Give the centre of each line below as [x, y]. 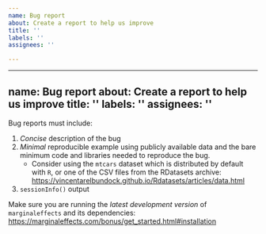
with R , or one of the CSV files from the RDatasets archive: [126, 172]
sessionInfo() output [54, 189]
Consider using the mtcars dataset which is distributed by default [137, 163]
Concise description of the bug [70, 138]
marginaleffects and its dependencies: [72, 213]
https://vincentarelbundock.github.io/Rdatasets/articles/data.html [138, 180]
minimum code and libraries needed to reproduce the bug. [115, 155]
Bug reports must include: [50, 123]
